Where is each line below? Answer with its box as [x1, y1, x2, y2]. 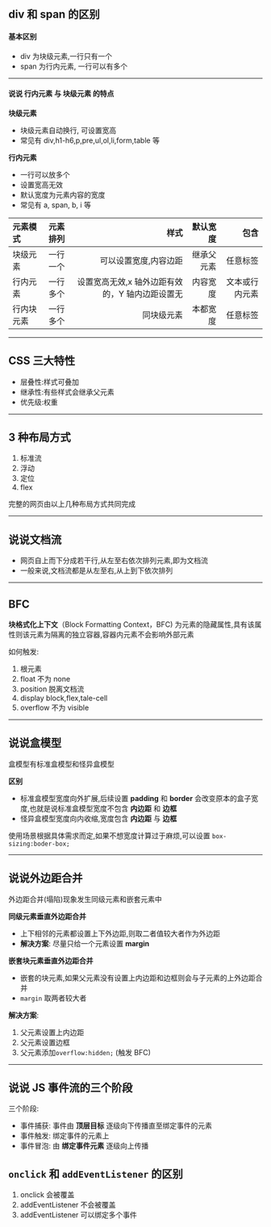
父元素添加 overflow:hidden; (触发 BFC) [19, 1047, 152, 1057]
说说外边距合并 [8, 871, 83, 885]
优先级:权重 [19, 397, 58, 407]
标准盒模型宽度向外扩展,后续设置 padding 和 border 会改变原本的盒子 [19, 793, 252, 803]
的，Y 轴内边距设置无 [102, 288, 183, 299]
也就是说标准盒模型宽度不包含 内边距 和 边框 [29, 803, 177, 813]
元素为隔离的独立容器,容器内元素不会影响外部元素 [29, 630, 195, 640]
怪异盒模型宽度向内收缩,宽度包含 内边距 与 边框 [19, 813, 177, 823]
